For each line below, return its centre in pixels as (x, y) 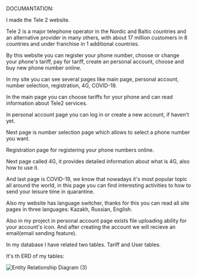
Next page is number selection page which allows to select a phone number (98, 132)
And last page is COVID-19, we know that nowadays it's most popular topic (97, 179)
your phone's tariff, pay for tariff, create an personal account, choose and (95, 62)
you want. (18, 138)
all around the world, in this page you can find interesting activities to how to (98, 185)
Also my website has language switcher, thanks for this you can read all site (98, 203)
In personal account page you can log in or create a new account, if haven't (98, 115)
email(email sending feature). (41, 233)
